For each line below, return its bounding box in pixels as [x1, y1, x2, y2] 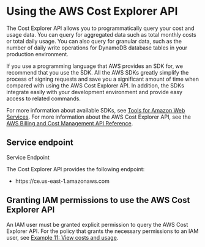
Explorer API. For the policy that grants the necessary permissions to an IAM [6, 227, 199, 235]
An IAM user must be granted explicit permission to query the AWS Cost [6, 221, 188, 228]
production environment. [6, 50, 69, 57]
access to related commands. [6, 95, 81, 102]
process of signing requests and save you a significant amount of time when [6, 75, 199, 83]
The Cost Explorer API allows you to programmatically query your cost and [6, 24, 195, 32]
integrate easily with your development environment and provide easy [6, 88, 182, 95]
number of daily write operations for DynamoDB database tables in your [6, 44, 188, 51]
